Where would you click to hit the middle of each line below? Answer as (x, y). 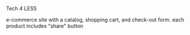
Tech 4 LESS (21, 8)
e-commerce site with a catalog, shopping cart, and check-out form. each (95, 20)
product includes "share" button (45, 26)
